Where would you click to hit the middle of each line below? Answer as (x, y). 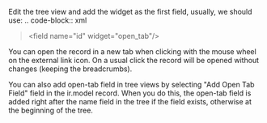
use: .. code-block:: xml (48, 20)
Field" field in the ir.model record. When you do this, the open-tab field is (130, 93)
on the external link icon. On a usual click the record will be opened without (134, 60)
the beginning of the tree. (51, 110)
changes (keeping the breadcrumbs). (70, 69)
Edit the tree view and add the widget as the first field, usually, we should (130, 12)
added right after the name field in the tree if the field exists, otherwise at (130, 102)
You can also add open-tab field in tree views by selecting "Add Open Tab (131, 85)
